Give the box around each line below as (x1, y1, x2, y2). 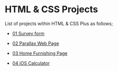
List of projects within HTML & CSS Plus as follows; (5, 20, 113, 27)
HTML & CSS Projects (5, 4, 99, 15)
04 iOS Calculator (12, 60, 50, 66)
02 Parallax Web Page (12, 40, 60, 46)
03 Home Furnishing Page (12, 50, 68, 56)
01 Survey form (12, 30, 45, 36)
